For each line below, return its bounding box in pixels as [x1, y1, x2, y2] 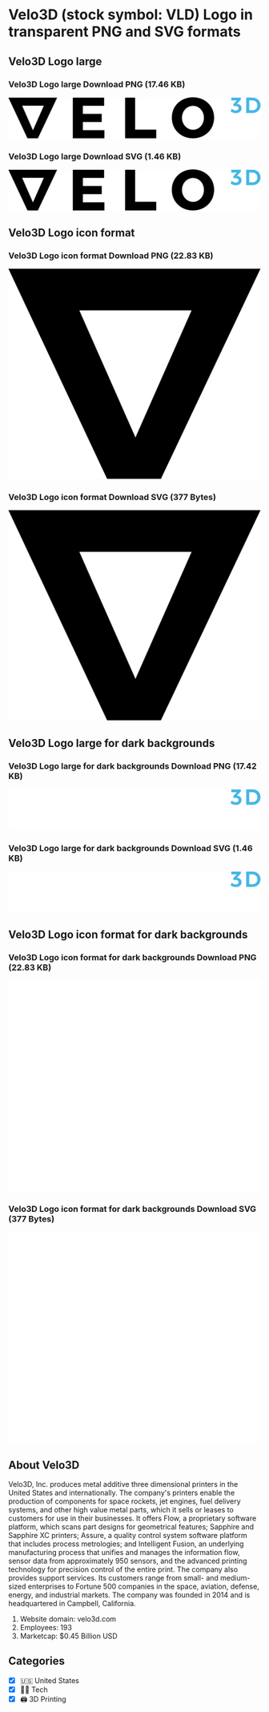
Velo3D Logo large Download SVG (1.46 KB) [8, 151, 182, 162]
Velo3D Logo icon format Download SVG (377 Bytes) [8, 491, 216, 503]
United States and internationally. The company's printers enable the [8, 1488, 235, 1498]
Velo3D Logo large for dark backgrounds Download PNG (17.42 [8, 760, 258, 771]
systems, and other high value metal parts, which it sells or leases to [8, 1505, 234, 1515]
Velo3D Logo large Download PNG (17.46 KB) [8, 79, 186, 90]
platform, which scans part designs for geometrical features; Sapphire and [8, 1522, 255, 1532]
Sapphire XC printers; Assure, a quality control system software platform [8, 1531, 248, 1540]
